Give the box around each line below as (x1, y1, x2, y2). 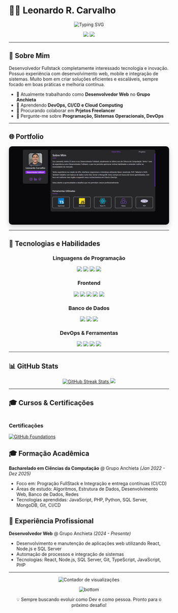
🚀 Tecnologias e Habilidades (9, 239, 101, 248)
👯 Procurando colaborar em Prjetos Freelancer (16, 107, 115, 114)
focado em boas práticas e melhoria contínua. (9, 81, 105, 87)
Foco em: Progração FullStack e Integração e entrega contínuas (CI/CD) (16, 480, 167, 486)
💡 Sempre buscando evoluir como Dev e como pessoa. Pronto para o (16, 596, 162, 602)
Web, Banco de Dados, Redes (16, 491, 79, 497)
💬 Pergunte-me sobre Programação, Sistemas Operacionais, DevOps (16, 113, 164, 119)
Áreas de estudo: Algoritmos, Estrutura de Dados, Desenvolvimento (16, 486, 158, 492)
